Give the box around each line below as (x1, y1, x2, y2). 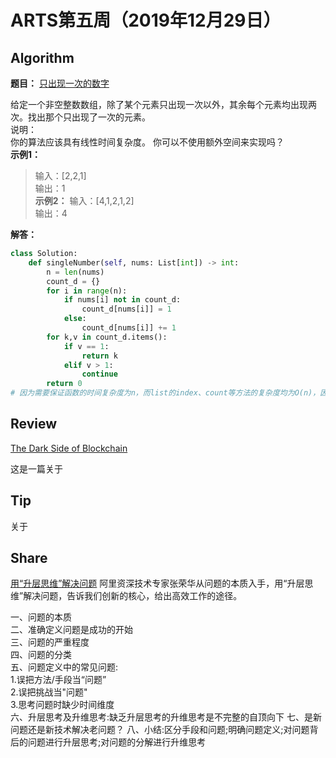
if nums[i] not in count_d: (63, 295, 182, 305)
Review (10, 416, 58, 433)
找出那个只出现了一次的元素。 (27, 111, 151, 123)
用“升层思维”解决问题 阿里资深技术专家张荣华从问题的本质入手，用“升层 (10, 577, 305, 590)
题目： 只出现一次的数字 (10, 77, 110, 89)
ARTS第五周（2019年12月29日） (10, 9, 282, 32)
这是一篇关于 (10, 462, 63, 475)
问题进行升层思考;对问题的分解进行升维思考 (27, 736, 207, 748)
